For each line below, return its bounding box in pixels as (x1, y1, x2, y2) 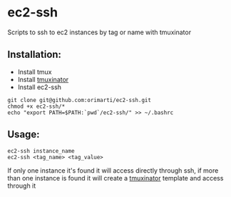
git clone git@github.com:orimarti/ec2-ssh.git (7, 96, 152, 103)
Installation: (7, 49, 62, 61)
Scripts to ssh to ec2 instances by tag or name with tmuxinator (7, 28, 191, 36)
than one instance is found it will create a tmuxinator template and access (7, 173, 224, 182)
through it (7, 181, 36, 190)
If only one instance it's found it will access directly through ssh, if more (7, 166, 219, 175)
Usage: (7, 128, 41, 141)
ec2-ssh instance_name (7, 147, 75, 154)
